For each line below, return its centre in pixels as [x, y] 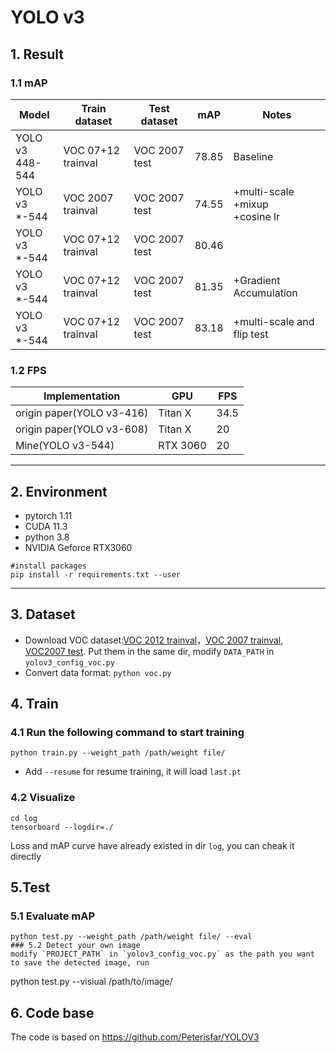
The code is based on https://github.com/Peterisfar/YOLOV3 [135, 1037]
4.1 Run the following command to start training [127, 733]
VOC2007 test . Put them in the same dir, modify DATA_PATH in [149, 651]
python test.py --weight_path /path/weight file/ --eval [131, 937]
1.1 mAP [29, 83]
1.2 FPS [28, 370]
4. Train [34, 704]
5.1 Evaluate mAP [53, 916]
